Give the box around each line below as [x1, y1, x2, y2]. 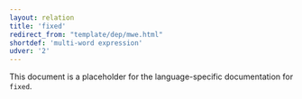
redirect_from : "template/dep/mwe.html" [9, 30, 164, 39]
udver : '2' [9, 47, 50, 56]
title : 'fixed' [9, 22, 67, 31]
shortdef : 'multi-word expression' [9, 38, 143, 48]
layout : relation [9, 13, 75, 22]
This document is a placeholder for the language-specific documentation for [9, 71, 294, 82]
